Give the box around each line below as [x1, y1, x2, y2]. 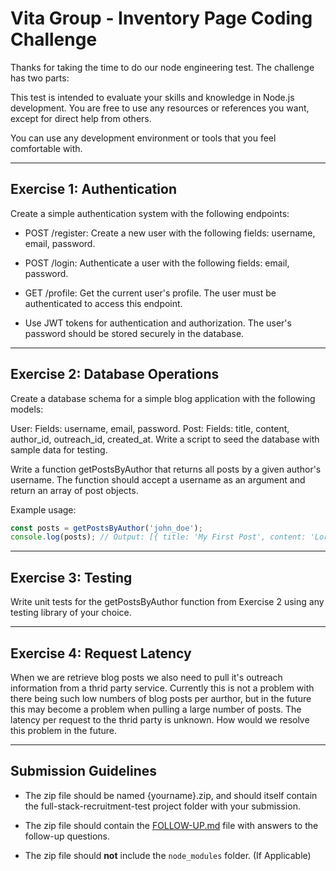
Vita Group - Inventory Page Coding [10, 7, 313, 30]
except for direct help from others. [10, 112, 152, 124]
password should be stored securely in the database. [24, 327, 245, 339]
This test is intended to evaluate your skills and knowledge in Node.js [10, 91, 295, 103]
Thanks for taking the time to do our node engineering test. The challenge [10, 61, 315, 73]
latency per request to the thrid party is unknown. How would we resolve [10, 713, 310, 726]
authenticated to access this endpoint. [24, 297, 183, 309]
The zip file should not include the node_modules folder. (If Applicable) [24, 849, 312, 861]
